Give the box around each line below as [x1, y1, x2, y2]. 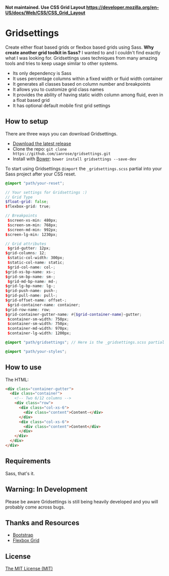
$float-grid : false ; [5, 199, 49, 204]
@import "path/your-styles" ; [5, 349, 67, 354]
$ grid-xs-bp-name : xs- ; [5, 269, 56, 274]
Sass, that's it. [5, 470, 35, 476]
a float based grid [12, 97, 50, 103]
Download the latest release [12, 140, 72, 147]
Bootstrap [12, 532, 33, 538]
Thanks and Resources [5, 518, 80, 527]
